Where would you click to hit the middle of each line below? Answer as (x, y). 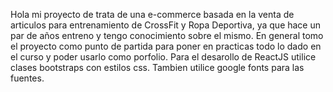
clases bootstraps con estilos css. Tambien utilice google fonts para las (157, 67)
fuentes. (27, 78)
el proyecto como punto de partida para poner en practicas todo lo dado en (166, 46)
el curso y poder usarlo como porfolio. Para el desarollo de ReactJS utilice (163, 57)
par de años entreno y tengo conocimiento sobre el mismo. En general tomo (167, 35)
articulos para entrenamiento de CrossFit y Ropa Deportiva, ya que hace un (166, 25)
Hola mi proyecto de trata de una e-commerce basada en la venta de (152, 14)
